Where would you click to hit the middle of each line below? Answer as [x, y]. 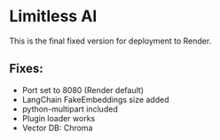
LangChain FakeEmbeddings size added [95, 99]
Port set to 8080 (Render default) [83, 89]
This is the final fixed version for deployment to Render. [110, 41]
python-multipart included [70, 109]
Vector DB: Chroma [57, 128]
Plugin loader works [59, 118]
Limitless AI [53, 16]
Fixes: [27, 69]
